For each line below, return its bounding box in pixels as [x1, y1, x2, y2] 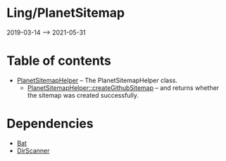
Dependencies [6, 116, 94, 131]
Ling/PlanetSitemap [6, 5, 125, 21]
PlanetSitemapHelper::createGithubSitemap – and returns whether [27, 83, 220, 92]
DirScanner [16, 146, 50, 155]
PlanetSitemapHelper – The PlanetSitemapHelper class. [16, 76, 177, 84]
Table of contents [6, 53, 112, 69]
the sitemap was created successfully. [27, 91, 139, 99]
